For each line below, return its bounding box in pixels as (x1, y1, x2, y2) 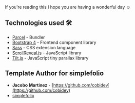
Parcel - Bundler (12, 34, 45, 40)
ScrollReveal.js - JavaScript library (12, 50, 81, 56)
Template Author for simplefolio (5, 69, 104, 78)
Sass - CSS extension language (12, 44, 76, 50)
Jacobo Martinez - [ (12, 82, 54, 88)
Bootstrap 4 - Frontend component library (12, 39, 96, 45)
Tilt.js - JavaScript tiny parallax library (12, 55, 89, 61)
